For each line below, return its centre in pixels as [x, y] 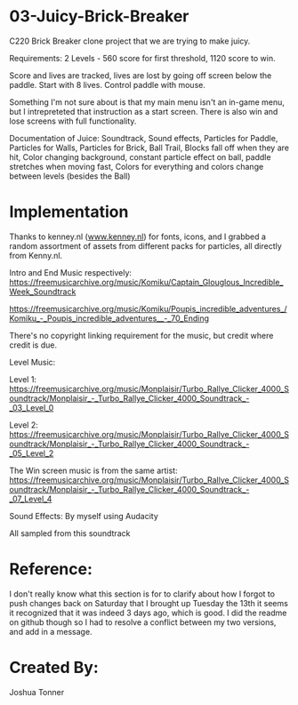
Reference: [51, 569]
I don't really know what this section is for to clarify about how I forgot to [142, 594]
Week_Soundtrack [43, 292]
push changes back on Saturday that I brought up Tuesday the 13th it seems [149, 603]
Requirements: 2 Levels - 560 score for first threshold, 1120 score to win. [142, 58]
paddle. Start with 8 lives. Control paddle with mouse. [108, 84]
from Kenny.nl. [36, 255]
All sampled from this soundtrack [70, 533]
